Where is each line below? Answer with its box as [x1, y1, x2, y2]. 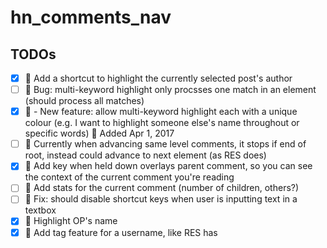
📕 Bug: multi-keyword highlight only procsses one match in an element [24, 84, 317, 96]
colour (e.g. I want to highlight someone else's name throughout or [24, 117, 300, 129]
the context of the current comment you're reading [24, 171, 235, 183]
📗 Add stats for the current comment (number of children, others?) [24, 182, 300, 194]
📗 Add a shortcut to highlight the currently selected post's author [24, 72, 293, 84]
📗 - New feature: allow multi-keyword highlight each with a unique [24, 106, 298, 118]
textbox [24, 204, 57, 216]
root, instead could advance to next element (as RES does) [24, 149, 267, 161]
